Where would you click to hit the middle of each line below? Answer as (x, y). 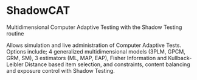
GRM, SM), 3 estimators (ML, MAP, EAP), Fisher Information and (87, 58)
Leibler (15, 64)
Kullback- (180, 58)
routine (15, 33)
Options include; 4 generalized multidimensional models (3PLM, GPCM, (96, 51)
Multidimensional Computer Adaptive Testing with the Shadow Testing (94, 27)
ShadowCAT (38, 11)
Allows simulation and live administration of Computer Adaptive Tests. (94, 45)
